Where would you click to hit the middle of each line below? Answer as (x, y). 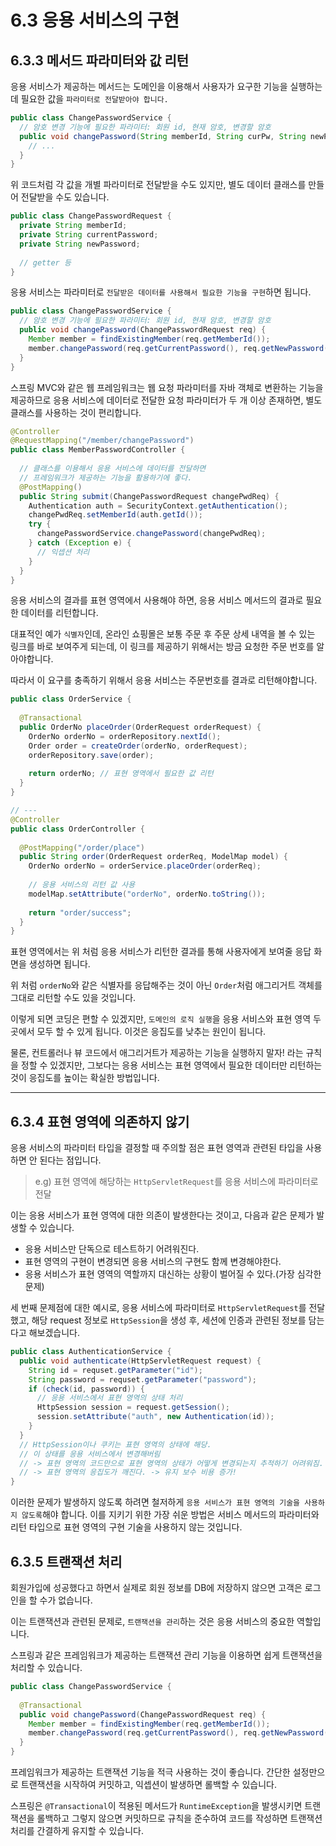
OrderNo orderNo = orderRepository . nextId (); (125, 736)
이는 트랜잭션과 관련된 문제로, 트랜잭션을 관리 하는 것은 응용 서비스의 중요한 (152, 1621)
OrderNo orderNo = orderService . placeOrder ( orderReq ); (145, 866)
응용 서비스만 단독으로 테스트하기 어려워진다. (112, 1249)
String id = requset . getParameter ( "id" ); (115, 1370)
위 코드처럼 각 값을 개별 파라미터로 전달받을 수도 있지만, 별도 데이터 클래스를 (158, 185)
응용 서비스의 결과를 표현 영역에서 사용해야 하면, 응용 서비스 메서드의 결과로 (157, 600)
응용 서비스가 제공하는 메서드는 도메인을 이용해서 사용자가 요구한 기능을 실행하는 (166, 86)
